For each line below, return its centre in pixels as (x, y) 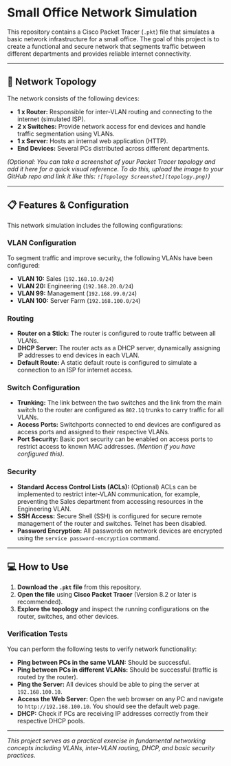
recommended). (40, 602)
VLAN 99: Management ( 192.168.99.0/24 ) (77, 293)
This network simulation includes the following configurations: (95, 225)
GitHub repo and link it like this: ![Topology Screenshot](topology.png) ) (109, 176)
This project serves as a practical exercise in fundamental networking (107, 741)
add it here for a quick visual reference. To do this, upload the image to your (115, 169)
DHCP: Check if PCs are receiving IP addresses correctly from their (113, 713)
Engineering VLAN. (44, 509)
